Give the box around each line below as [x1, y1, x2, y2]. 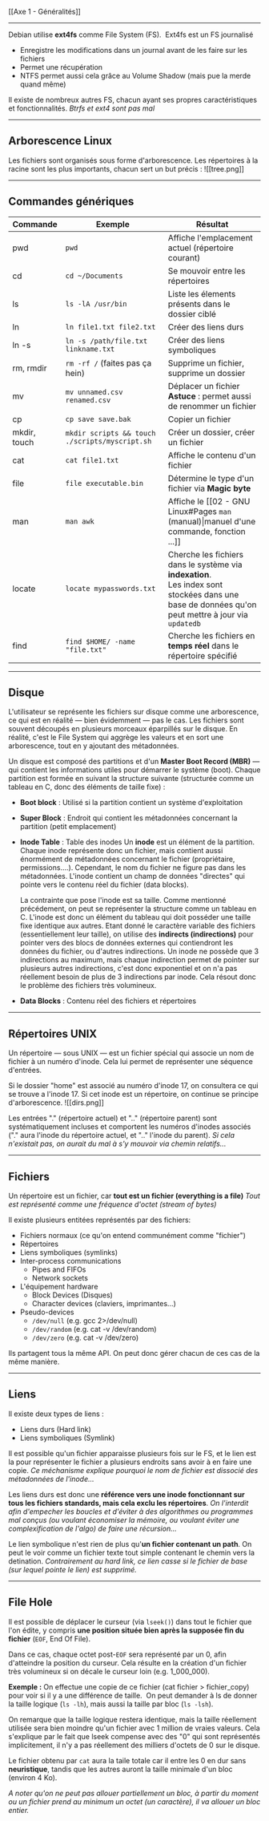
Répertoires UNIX [8, 1026, 98, 1041]
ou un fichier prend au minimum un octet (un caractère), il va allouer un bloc [8, 1796, 261, 1807]
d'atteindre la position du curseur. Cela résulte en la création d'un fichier [8, 1657, 247, 1667]
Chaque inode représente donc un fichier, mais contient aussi [19, 846, 223, 856]
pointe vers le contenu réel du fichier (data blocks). [19, 880, 190, 889]
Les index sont [167, 579, 223, 590]
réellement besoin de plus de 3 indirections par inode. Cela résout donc [19, 972, 256, 981]
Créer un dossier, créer [167, 427, 255, 438]
